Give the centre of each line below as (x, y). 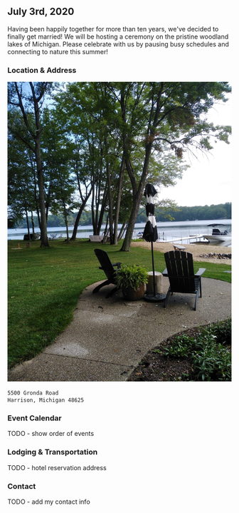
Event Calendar (34, 418)
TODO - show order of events (51, 434)
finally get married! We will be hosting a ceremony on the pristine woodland (118, 36)
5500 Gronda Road (33, 393)
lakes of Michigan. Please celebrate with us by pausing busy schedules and (118, 44)
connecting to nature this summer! (58, 51)
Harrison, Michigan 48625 (46, 400)
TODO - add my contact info (49, 502)
